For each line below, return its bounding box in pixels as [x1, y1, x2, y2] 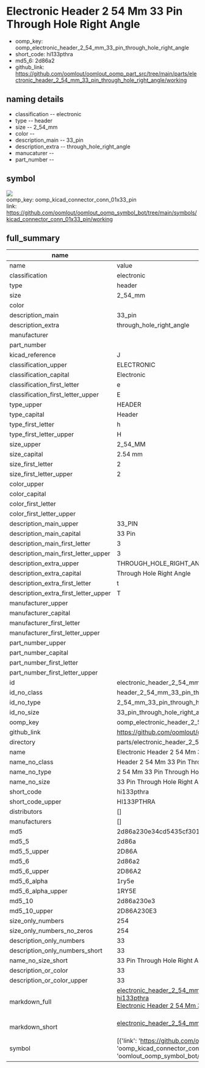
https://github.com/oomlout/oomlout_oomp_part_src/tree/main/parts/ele [15, 70, 197, 77]
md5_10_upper [9, 907, 53, 915]
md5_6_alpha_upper [9, 887, 68, 896]
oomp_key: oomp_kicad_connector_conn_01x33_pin [6, 196, 137, 203]
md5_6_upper [9, 867, 49, 876]
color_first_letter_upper [9, 510, 76, 518]
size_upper [9, 440, 41, 448]
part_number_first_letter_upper [9, 668, 98, 677]
